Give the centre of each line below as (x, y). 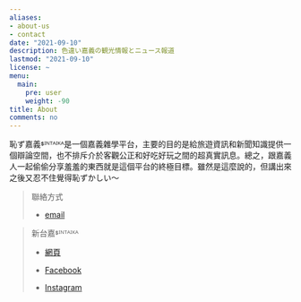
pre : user (44, 92)
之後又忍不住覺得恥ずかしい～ (64, 178)
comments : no (34, 117)
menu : (19, 76)
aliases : (26, 17)
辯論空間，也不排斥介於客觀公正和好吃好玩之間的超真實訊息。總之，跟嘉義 (154, 155)
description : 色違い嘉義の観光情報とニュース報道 (92, 51)
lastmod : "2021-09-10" (52, 59)
